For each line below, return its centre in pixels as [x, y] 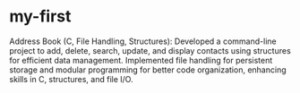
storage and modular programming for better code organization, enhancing [148, 70]
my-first [40, 17]
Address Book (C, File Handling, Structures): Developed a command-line [143, 41]
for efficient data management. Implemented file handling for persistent [141, 60]
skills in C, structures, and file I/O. [71, 79]
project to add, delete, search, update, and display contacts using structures [150, 50]
